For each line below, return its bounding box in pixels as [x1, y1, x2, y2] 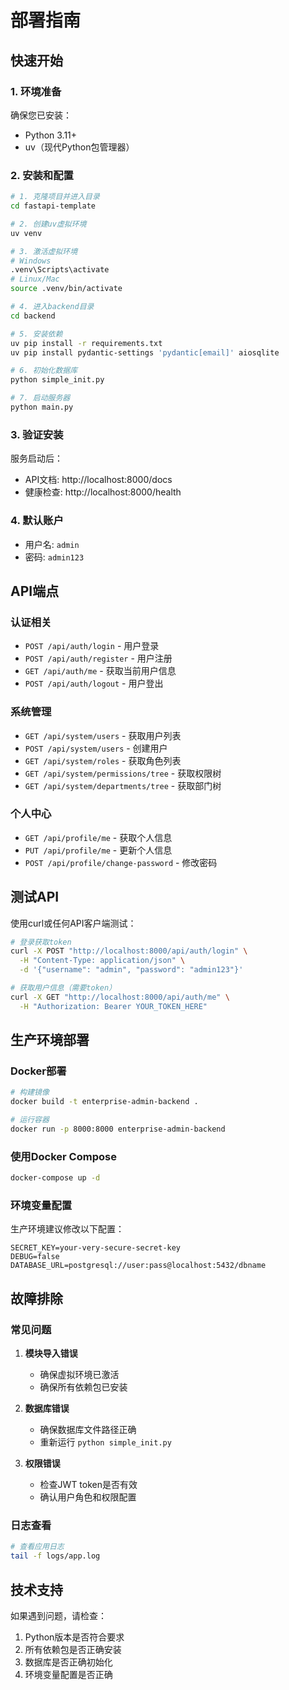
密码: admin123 [24, 551, 85, 563]
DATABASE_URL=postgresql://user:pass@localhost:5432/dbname [10, 1261, 267, 1271]
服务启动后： [10, 452, 63, 465]
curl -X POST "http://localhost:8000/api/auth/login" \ [10, 946, 248, 956]
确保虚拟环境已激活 [39, 1369, 120, 1381]
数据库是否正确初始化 [24, 1656, 113, 1668]
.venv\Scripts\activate [10, 265, 110, 275]
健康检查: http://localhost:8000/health [24, 486, 182, 498]
